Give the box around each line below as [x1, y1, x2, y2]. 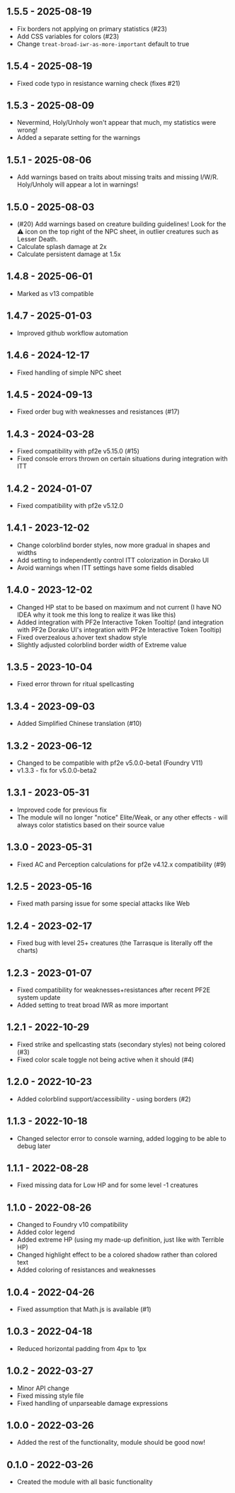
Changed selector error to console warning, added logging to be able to [16, 1134, 227, 1142]
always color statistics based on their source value [16, 820, 165, 829]
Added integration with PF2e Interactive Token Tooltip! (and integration [16, 617, 224, 627]
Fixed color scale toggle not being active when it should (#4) [16, 1055, 195, 1064]
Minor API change [16, 1384, 70, 1392]
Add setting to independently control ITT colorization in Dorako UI [16, 556, 210, 564]
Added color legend [16, 1228, 75, 1237]
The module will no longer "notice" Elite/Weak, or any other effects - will [16, 812, 228, 822]
